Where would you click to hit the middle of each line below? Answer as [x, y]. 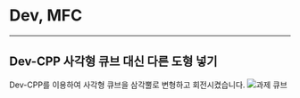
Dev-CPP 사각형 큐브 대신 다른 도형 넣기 [113, 62]
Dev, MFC [46, 16]
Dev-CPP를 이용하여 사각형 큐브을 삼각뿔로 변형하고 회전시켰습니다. [127, 85]
